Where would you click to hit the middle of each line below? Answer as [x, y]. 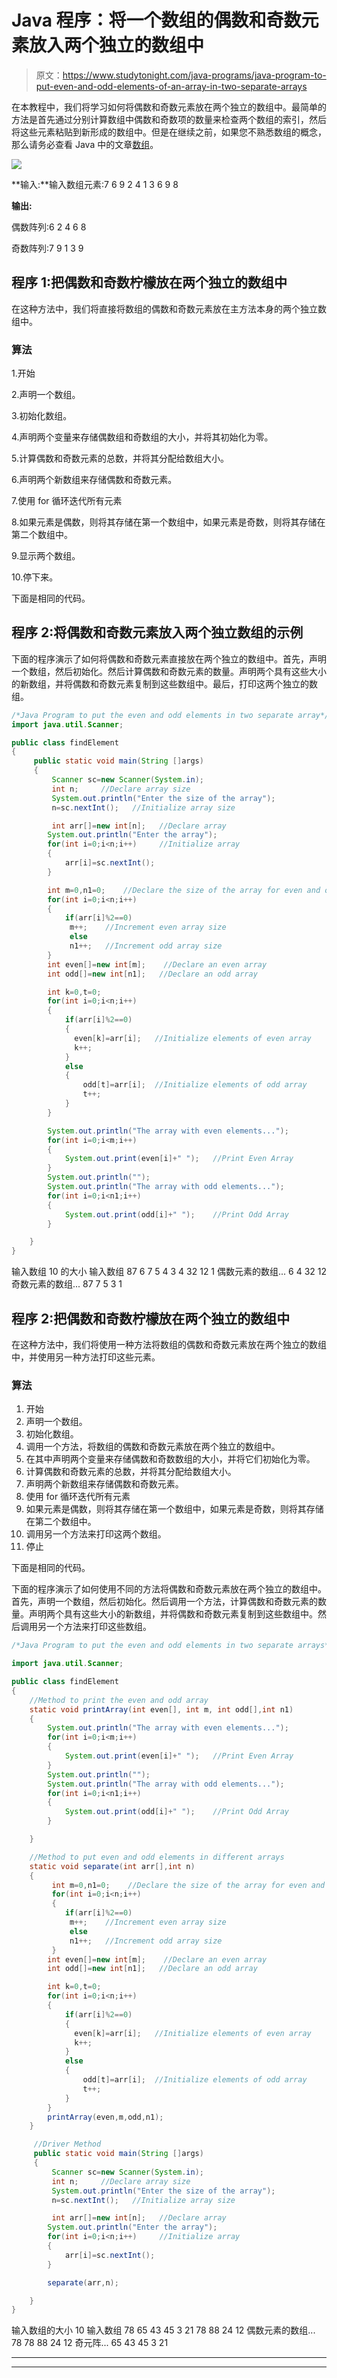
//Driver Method [67, 2144]
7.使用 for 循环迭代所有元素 [67, 501]
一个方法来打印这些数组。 [98, 1627]
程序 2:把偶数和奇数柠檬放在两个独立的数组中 [151, 1318]
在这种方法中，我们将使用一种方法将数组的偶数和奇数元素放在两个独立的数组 [169, 1345]
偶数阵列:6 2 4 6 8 [49, 227]
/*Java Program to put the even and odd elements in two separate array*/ [170, 715]
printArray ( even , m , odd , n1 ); [105, 2117]
